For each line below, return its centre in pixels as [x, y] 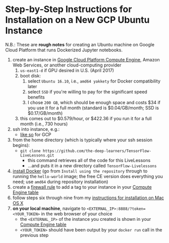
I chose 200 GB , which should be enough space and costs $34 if [94, 102]
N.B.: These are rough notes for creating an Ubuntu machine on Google [80, 44]
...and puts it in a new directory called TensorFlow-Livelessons [92, 166]
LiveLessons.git [37, 155]
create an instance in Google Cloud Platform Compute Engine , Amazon [86, 59]
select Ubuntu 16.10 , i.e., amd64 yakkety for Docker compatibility [94, 81]
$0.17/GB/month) [45, 113]
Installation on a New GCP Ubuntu [77, 20]
